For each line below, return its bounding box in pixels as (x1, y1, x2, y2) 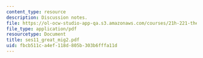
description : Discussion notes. (6, 14, 88, 21)
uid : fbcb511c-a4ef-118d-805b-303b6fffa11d (6, 43, 118, 49)
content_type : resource (6, 8, 66, 15)
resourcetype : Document (6, 31, 66, 37)
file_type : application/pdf (6, 25, 77, 32)
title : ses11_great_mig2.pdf (6, 37, 80, 43)
